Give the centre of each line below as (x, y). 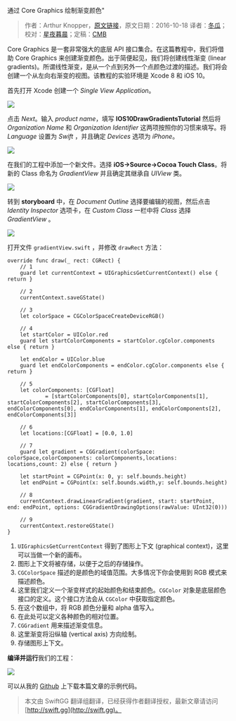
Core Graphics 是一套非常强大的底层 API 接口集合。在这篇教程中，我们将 (113, 49)
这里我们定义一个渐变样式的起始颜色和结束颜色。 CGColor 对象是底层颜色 (122, 590)
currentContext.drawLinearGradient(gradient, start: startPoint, (118, 501)
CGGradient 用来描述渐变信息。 (62, 625)
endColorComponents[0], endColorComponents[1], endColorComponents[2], (114, 409)
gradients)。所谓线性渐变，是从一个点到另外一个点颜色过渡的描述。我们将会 (118, 67)
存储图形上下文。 (42, 643)
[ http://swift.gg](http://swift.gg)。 (73, 710)
